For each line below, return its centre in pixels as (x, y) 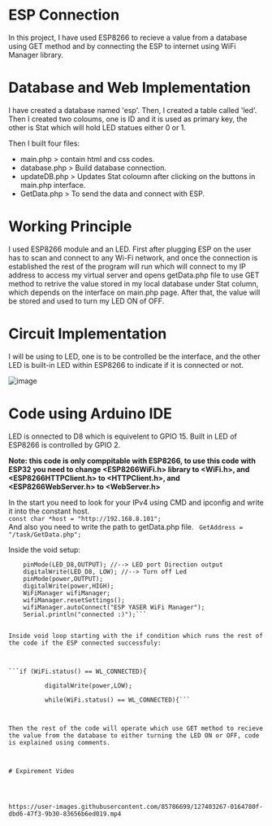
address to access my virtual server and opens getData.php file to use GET (134, 275)
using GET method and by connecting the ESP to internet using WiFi (122, 46)
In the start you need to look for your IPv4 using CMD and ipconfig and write (136, 502)
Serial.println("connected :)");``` (85, 614)
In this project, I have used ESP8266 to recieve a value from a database (128, 37)
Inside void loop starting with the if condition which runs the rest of (136, 636)
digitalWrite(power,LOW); (88, 685)
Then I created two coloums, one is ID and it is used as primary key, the (128, 119)
